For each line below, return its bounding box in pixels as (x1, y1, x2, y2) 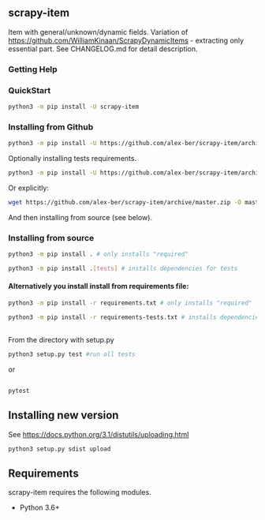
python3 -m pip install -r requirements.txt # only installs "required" (8, 299, 252, 307)
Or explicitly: (8, 183, 50, 193)
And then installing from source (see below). (8, 212, 152, 222)
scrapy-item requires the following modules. (8, 488, 151, 497)
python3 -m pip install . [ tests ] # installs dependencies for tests (8, 264, 238, 272)
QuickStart (8, 84, 51, 95)
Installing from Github (8, 122, 94, 133)
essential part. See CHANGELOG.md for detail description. (8, 43, 199, 54)
